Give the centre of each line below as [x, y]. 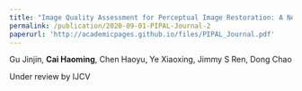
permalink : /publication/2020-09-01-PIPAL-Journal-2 [110, 26]
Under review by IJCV [50, 77]
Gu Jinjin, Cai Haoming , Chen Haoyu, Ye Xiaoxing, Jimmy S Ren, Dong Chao [151, 60]
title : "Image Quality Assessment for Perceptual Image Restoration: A [146, 17]
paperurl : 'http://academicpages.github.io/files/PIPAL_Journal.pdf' [142, 34]
